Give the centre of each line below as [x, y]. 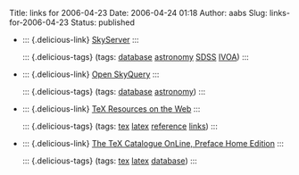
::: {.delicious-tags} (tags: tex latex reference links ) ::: [120, 126]
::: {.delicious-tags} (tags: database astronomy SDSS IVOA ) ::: [136, 57]
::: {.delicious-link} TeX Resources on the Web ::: [111, 109]
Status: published [103, 22]
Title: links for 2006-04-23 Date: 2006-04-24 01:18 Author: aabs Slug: [138, 13]
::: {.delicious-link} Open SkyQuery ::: [91, 74]
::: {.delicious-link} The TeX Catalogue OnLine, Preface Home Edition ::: [153, 143]
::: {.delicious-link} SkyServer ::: [81, 40]
